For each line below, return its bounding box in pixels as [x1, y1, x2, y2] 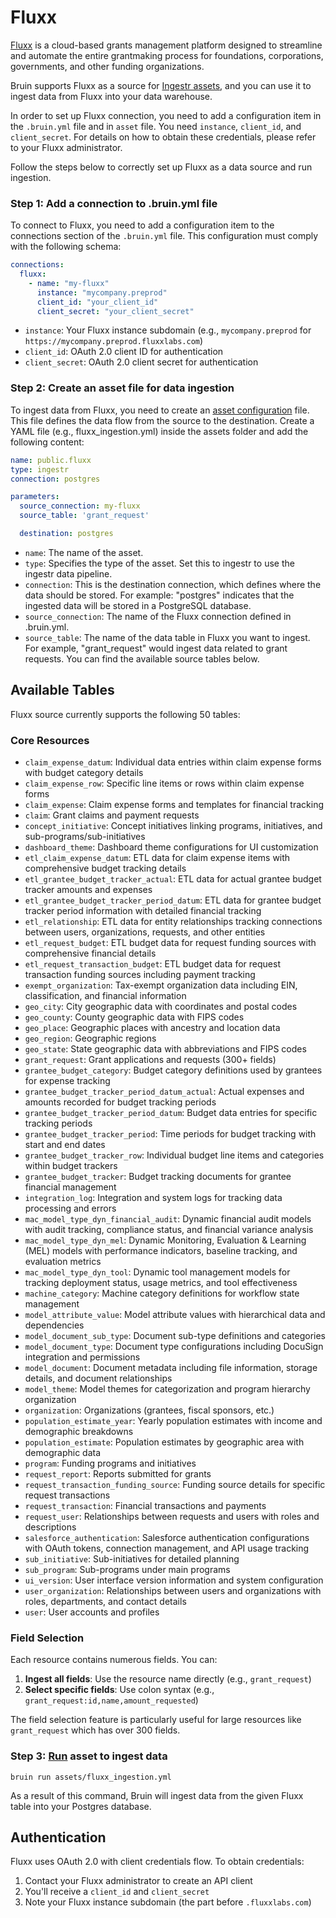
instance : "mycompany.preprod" [36, 287, 168, 298]
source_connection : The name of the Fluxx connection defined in [24, 610, 292, 622]
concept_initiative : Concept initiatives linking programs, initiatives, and [24, 820, 323, 832]
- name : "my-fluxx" [28, 278, 110, 288]
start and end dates [24, 1139, 106, 1151]
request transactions [24, 1489, 111, 1501]
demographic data [24, 1447, 102, 1459]
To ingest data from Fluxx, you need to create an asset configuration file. [10, 404, 310, 416]
